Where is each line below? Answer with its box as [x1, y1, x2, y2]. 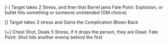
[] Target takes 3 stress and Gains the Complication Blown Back [5, 19, 138, 25]
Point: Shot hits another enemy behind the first [5, 34, 103, 40]
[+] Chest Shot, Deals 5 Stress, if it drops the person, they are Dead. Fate [5, 29, 158, 34]
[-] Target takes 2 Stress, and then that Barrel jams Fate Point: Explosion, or [5, 4, 163, 10]
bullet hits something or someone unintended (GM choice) [5, 9, 127, 15]
